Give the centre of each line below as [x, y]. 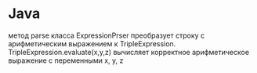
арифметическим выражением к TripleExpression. [92, 43]
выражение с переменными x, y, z [66, 60]
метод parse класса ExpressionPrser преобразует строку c [107, 35]
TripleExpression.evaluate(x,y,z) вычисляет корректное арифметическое [128, 52]
